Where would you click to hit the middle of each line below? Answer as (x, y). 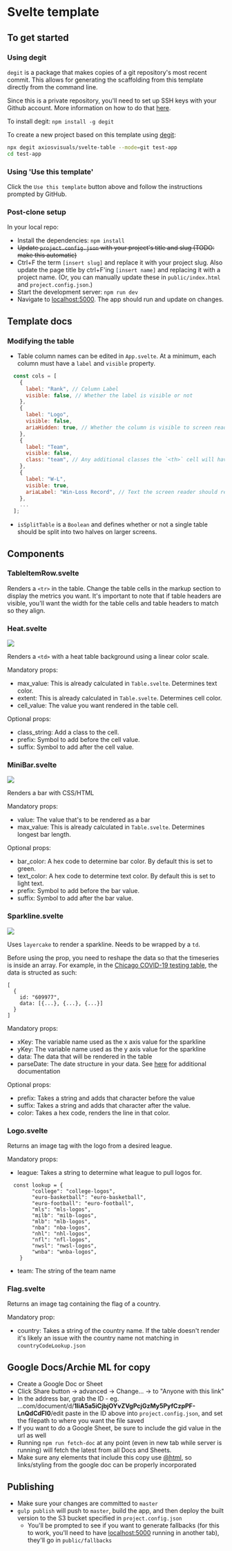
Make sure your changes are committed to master (88, 1503)
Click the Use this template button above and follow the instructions (105, 186)
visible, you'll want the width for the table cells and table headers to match (113, 603)
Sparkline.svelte (36, 916)
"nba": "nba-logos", (61, 1228)
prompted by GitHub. (37, 194)
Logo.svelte (28, 1131)
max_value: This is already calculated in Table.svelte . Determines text (117, 684)
